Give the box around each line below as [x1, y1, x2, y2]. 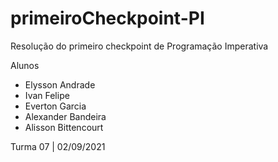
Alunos [10, 59, 40, 71]
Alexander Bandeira [24, 110, 107, 122]
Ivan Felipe [24, 89, 70, 101]
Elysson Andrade [24, 78, 96, 91]
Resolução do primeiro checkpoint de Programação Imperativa [10, 40, 269, 52]
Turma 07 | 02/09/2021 [10, 140, 106, 152]
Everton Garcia [24, 100, 87, 112]
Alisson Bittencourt [24, 121, 104, 133]
